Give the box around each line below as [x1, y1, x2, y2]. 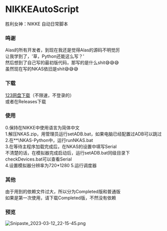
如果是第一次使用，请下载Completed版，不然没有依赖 [5, 195, 117, 201]
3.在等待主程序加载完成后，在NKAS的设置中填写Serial [5, 143, 117, 149]
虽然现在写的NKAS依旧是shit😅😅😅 [5, 66, 79, 72]
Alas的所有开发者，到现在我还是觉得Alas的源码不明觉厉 [5, 47, 120, 53]
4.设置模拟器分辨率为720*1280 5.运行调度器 [5, 162, 97, 168]
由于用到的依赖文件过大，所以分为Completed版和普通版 [5, 189, 121, 195]
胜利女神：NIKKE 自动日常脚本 [5, 21, 68, 27]
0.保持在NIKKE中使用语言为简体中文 [5, 124, 80, 130]
